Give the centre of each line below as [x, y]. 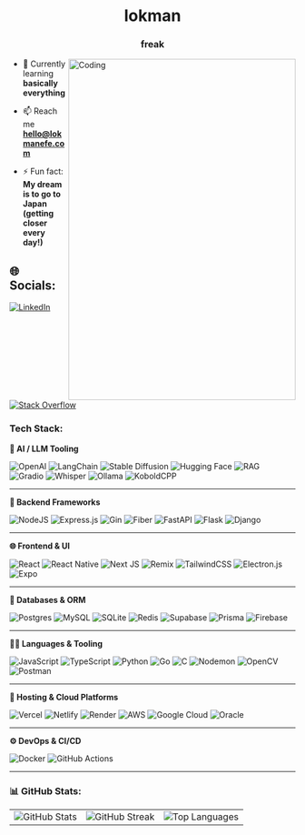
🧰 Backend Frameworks [55, 502]
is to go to [41, 194]
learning [38, 74]
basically [40, 84]
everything [44, 93]
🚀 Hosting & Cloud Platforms [64, 697]
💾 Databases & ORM [48, 599]
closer [35, 223]
